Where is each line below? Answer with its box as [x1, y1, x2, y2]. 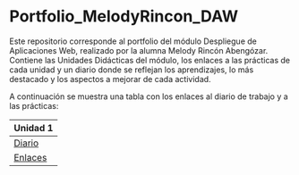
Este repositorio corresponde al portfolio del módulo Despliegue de [9, 36, 257, 46]
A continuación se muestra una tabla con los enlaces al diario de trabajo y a [9, 91, 288, 102]
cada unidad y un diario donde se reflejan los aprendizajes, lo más [9, 64, 254, 75]
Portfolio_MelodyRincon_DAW [9, 6, 239, 27]
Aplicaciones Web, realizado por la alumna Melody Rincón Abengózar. [9, 45, 269, 55]
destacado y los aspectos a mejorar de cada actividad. [9, 73, 212, 84]
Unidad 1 [13, 121, 54, 134]
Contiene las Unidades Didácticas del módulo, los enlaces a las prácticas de [9, 54, 291, 65]
